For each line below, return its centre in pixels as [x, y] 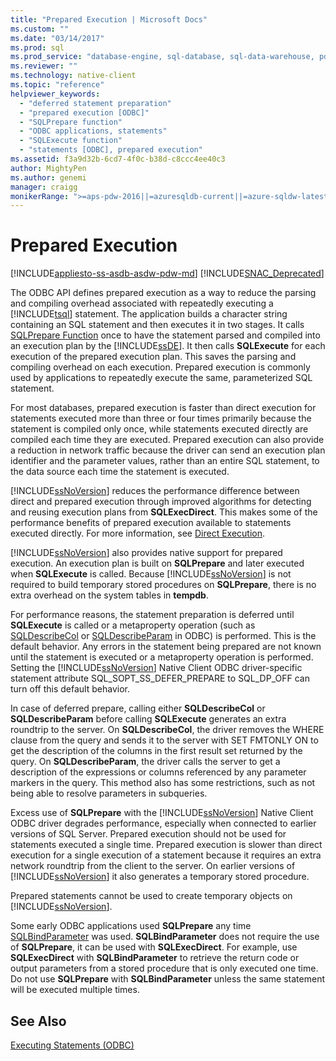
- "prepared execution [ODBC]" [84, 112]
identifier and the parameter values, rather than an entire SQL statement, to [165, 461]
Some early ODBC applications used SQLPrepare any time [131, 926]
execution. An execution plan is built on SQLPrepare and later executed [157, 563]
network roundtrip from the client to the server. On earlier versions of [153, 866]
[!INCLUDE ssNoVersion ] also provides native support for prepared [146, 553]
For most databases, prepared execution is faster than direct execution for [163, 408]
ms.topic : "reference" [57, 85]
